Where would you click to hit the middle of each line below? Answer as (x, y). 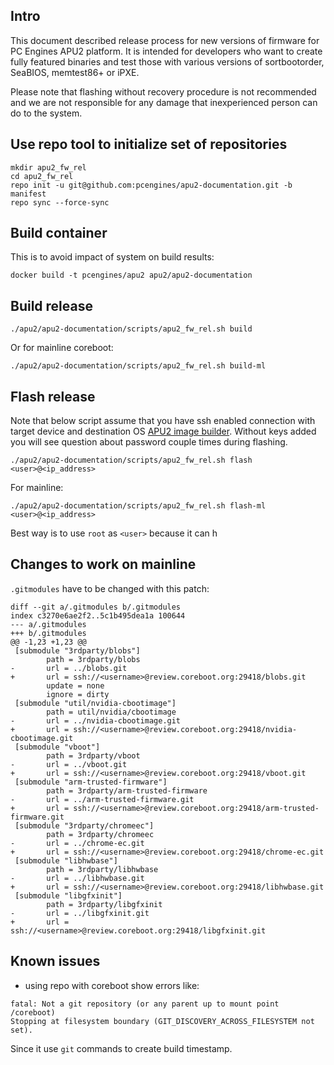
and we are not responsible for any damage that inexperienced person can (164, 102)
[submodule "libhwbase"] (66, 860)
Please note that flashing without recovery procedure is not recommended (163, 91)
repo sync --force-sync (60, 202)
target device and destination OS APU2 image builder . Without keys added (163, 431)
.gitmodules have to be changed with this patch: (110, 588)
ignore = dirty (78, 694)
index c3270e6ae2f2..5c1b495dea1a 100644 (98, 615)
